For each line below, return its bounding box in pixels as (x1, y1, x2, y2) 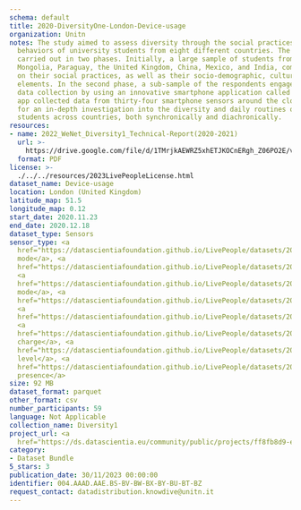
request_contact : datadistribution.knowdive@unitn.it (9, 487, 215, 497)
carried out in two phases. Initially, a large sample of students (17, 55, 275, 64)
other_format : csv (9, 395, 78, 405)
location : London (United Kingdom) (9, 188, 142, 197)
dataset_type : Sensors (9, 229, 94, 238)
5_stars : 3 (9, 463, 50, 472)
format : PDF (17, 154, 63, 164)
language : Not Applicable (9, 412, 106, 421)
